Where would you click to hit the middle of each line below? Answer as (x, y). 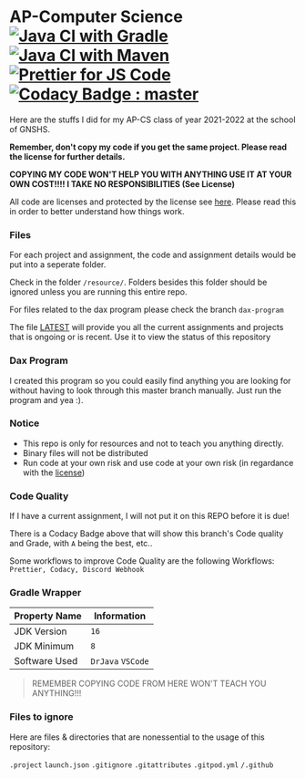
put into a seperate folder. (58, 265)
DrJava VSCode (120, 662)
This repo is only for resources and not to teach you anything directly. (153, 443)
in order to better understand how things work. (97, 211)
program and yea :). (46, 400)
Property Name (48, 616)
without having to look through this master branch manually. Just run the (146, 390)
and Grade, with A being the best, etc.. (81, 544)
